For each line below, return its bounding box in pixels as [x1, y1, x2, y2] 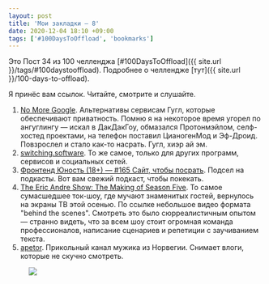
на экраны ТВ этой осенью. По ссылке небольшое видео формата [19, 200, 251, 210]
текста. [19, 234, 45, 244]
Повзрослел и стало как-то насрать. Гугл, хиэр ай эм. [19, 139, 208, 150]
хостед [19, 131, 45, 141]
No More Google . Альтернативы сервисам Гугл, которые [19, 105, 216, 115]
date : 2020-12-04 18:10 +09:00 [8, 27, 114, 35]
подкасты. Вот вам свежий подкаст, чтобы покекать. [19, 174, 204, 184]
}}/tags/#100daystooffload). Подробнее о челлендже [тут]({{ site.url [8, 66, 241, 75]
